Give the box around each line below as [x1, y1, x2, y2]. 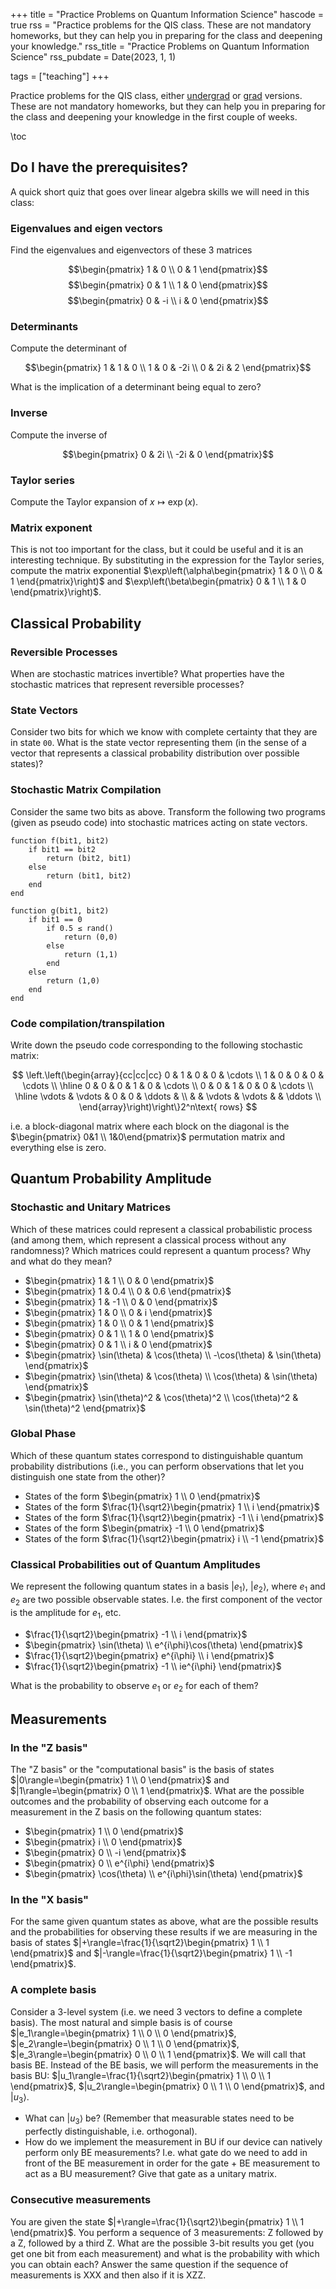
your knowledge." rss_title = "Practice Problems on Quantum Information [10, 40, 310, 52]
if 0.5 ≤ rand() [46, 923, 114, 933]
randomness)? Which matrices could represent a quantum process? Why [10, 1244, 312, 1256]
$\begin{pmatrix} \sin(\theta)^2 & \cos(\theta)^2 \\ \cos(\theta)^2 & [24, 1391, 299, 1403]
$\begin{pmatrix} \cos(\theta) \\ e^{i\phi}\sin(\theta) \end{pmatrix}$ [24, 1868, 303, 1880]
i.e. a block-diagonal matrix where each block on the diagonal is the [10, 1120, 290, 1132]
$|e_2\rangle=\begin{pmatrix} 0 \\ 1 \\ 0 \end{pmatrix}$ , [10, 2037, 240, 2049]
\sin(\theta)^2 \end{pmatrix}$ [24, 1402, 147, 1414]
